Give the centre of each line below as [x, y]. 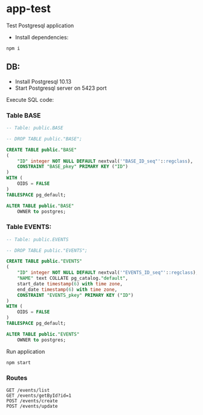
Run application [26, 351]
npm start [19, 362]
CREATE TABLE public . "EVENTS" [44, 261]
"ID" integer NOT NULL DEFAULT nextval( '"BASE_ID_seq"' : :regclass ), [105, 161]
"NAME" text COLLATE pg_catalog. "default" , [73, 278]
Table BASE [24, 115]
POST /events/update [32, 407]
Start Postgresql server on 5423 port [61, 88]
